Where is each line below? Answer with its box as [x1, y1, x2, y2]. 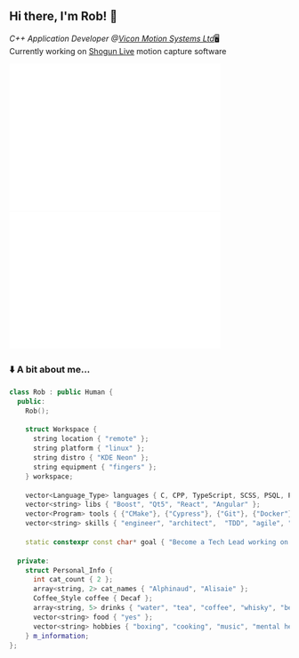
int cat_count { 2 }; [32, 575, 114, 584]
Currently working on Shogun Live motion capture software [9, 45, 227, 56]
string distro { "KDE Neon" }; [32, 453, 149, 462]
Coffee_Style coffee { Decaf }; [32, 594, 153, 603]
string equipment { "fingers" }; [32, 462, 158, 471]
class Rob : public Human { [9, 388, 114, 397]
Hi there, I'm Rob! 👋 [9, 9, 118, 24]
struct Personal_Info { [25, 566, 114, 574]
